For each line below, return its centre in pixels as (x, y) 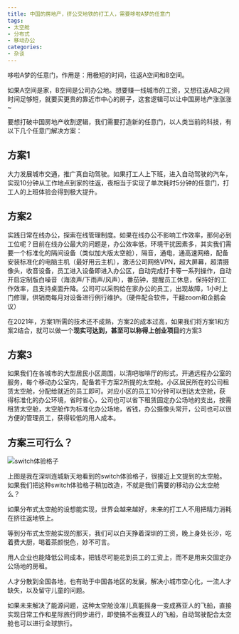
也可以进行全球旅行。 (44, 623)
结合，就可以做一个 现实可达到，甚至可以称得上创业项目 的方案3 (110, 330)
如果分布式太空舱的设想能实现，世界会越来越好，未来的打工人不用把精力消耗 (119, 509)
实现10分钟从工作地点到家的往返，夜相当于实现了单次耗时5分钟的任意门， (115, 183)
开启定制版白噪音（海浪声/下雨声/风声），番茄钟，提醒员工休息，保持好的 (114, 280)
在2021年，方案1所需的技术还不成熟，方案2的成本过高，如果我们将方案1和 (116, 321)
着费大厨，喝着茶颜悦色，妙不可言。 (60, 542)
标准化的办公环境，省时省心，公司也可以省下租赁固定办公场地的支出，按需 (122, 400)
